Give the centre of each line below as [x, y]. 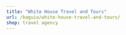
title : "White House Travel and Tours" [57, 12]
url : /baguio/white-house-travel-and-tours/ [63, 17]
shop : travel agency [32, 23]
